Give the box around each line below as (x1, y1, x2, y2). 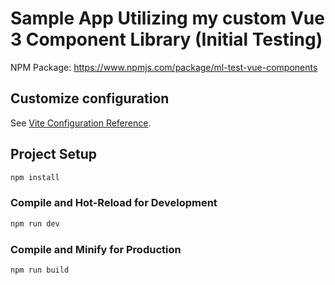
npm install (10, 172, 60, 182)
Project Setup (10, 146, 98, 163)
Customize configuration (10, 90, 170, 107)
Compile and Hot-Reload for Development (10, 196, 218, 210)
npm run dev (10, 218, 60, 229)
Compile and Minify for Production (10, 242, 182, 256)
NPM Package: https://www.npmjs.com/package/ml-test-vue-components (10, 61, 318, 73)
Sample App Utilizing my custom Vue (10, 7, 325, 30)
